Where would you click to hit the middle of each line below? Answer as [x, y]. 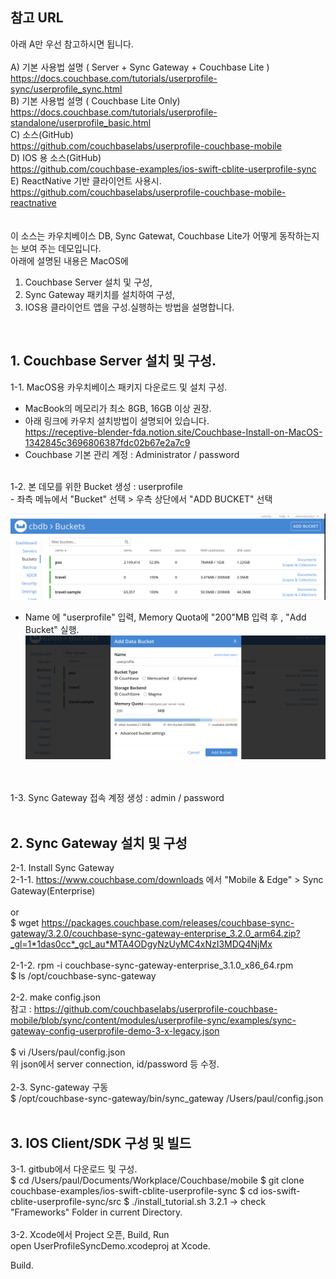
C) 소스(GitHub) [42, 134]
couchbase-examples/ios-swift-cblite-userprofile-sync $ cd [134, 1190]
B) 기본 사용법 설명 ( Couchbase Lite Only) [95, 100]
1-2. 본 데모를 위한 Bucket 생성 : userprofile [96, 486]
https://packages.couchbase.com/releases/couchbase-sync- [168, 923]
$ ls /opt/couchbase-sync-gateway [83, 976]
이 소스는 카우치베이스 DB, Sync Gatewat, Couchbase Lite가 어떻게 [144, 235]
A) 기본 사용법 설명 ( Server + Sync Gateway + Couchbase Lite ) [140, 67]
